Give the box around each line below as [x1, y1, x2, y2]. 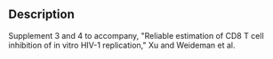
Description [8, 7, 75, 22]
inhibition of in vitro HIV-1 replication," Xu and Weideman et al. [8, 40, 236, 50]
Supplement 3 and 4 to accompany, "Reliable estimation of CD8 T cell [8, 30, 264, 41]
